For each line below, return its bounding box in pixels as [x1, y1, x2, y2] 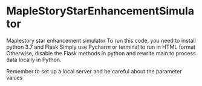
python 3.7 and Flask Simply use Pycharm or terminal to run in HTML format [6, 43, 195, 51]
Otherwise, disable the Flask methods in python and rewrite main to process [6, 49, 197, 57]
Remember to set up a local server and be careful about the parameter [6, 67, 183, 75]
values [6, 74, 23, 81]
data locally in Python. [6, 56, 62, 63]
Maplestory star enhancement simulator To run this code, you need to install [6, 37, 197, 44]
